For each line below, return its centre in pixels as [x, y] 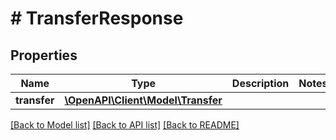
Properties [44, 55]
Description [260, 83]
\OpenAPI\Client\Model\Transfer [143, 100]
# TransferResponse [97, 18]
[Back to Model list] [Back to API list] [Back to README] [125, 125]
